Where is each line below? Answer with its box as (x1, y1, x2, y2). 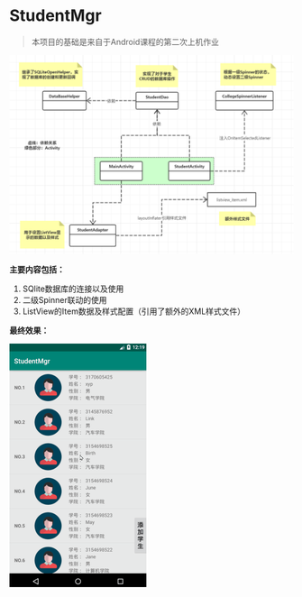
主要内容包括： (9, 264, 65, 275)
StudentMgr (9, 5, 102, 26)
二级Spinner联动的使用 (22, 295, 107, 306)
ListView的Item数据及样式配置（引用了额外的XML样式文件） (22, 306, 246, 317)
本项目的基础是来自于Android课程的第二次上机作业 (31, 36, 219, 47)
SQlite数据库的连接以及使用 (22, 283, 124, 294)
